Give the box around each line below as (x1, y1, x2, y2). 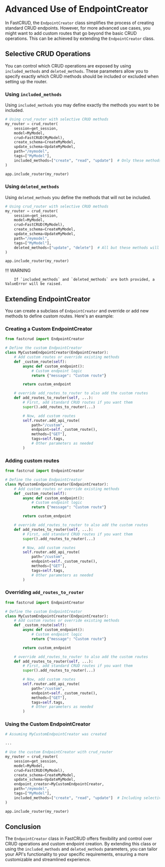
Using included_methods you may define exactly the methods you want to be (5, 102, 160, 108)
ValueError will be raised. (5, 281, 63, 286)
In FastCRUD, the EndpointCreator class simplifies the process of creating (5, 20, 154, 26)
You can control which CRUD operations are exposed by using (5, 63, 132, 69)
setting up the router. (5, 78, 48, 84)
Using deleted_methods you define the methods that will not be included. (5, 194, 151, 200)
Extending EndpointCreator (5, 295, 91, 303)
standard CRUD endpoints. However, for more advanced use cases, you (5, 25, 151, 31)
